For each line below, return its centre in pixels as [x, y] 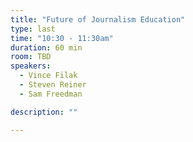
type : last [33, 29]
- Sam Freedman [51, 94]
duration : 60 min [46, 47]
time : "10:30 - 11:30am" [62, 38]
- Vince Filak [48, 76]
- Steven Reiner [53, 85]
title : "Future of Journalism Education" [98, 19]
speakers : [31, 66]
